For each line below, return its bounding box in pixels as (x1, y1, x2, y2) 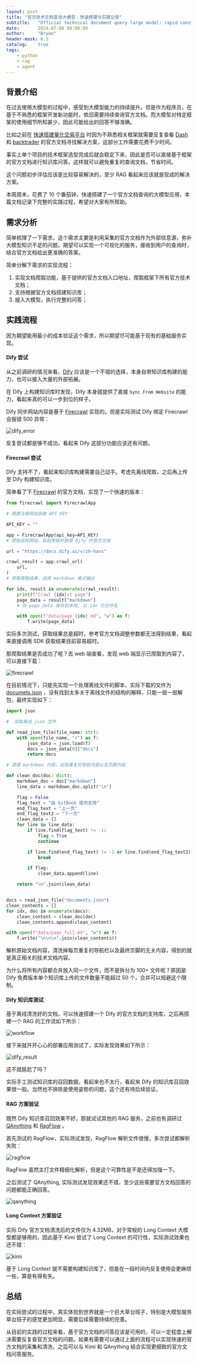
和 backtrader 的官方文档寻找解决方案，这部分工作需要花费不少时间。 (6, 138, 175, 145)
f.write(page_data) (27, 619, 75, 625)
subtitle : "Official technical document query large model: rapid (6, 20, 178, 25)
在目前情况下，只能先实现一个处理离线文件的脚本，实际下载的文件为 (6, 681, 171, 689)
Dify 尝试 (6, 354, 28, 361)
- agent (16, 63, 35, 70)
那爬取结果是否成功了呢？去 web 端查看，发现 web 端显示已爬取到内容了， (6, 650, 187, 657)
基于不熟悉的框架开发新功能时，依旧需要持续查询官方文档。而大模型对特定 (6, 111, 187, 118)
